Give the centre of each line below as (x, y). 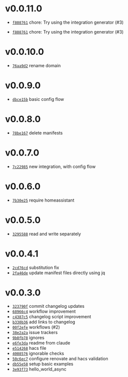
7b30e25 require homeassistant (43, 200)
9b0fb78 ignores (28, 338)
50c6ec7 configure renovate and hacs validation (60, 359)
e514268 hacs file (29, 348)
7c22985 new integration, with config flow (54, 167)
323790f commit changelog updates (48, 306)
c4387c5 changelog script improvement (52, 317)
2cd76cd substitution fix (36, 267)
